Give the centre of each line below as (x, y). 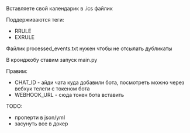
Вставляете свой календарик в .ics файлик (59, 8)
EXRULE (25, 37)
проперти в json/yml (40, 117)
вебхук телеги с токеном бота (52, 89)
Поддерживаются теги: (35, 20)
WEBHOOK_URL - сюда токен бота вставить (69, 95)
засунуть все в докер (41, 124)
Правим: (17, 71)
